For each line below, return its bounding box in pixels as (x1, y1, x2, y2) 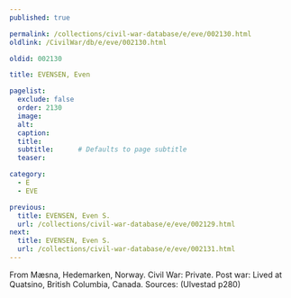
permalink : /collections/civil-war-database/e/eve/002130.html (9, 29, 252, 39)
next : (9, 228, 30, 237)
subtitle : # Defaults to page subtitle (17, 145, 187, 154)
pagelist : (9, 86, 47, 95)
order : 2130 (17, 104, 63, 113)
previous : (9, 203, 47, 212)
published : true (9, 13, 70, 23)
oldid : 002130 (9, 54, 63, 63)
